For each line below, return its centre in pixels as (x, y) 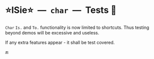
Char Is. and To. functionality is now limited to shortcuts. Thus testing (77, 27)
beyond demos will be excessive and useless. (52, 32)
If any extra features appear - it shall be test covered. (60, 42)
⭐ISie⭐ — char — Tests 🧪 (61, 10)
